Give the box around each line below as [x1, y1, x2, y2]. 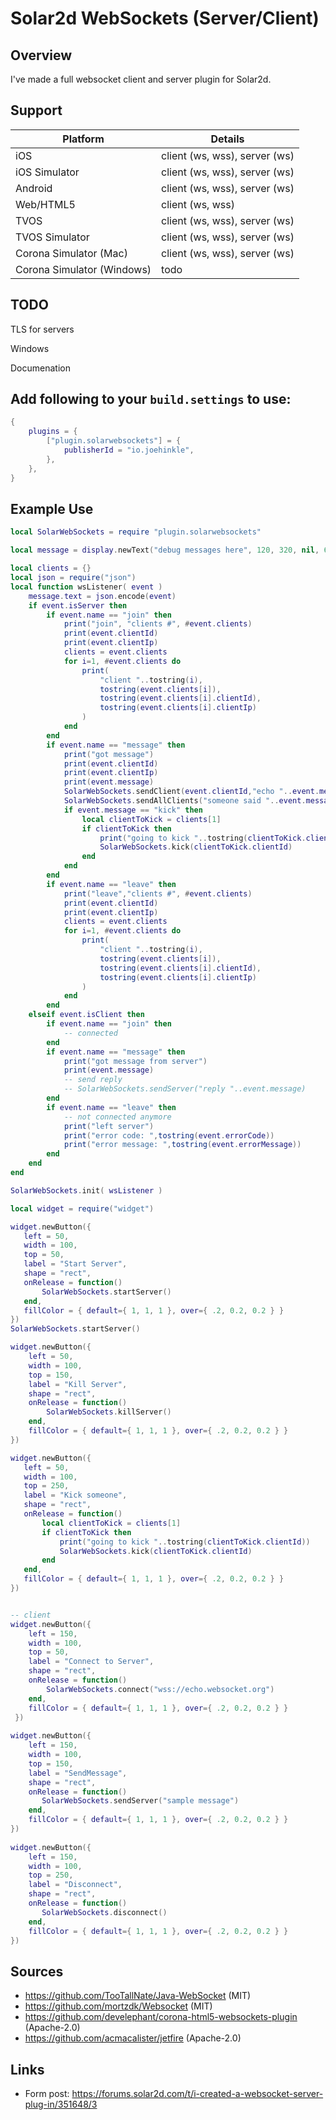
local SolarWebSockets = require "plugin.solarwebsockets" [10, 527, 262, 537]
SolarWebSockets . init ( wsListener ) [10, 1185, 163, 1196]
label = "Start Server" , [23, 1259, 128, 1269]
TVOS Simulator [15, 230, 90, 244]
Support [10, 102, 63, 119]
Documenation [10, 362, 71, 374]
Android [15, 181, 53, 195]
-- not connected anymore [63, 1112, 172, 1122]
